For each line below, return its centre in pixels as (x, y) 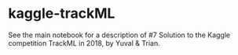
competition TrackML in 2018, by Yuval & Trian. (84, 43)
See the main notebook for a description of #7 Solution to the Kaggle (119, 35)
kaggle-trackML (62, 14)
